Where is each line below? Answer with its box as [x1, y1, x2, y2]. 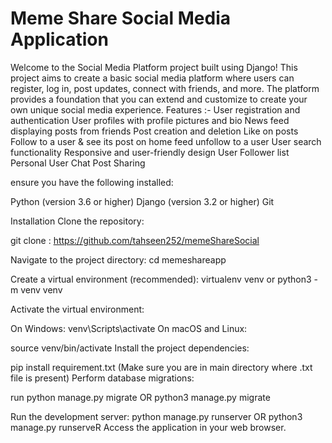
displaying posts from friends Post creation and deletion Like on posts [10, 125, 299, 137]
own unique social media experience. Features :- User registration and [10, 103, 301, 116]
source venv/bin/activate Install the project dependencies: [10, 342, 250, 354]
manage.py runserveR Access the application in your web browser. [10, 421, 287, 433]
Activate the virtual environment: [10, 303, 145, 315]
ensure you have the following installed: [10, 176, 174, 188]
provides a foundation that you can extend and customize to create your [10, 93, 308, 105]
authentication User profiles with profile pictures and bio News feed [10, 114, 290, 126]
